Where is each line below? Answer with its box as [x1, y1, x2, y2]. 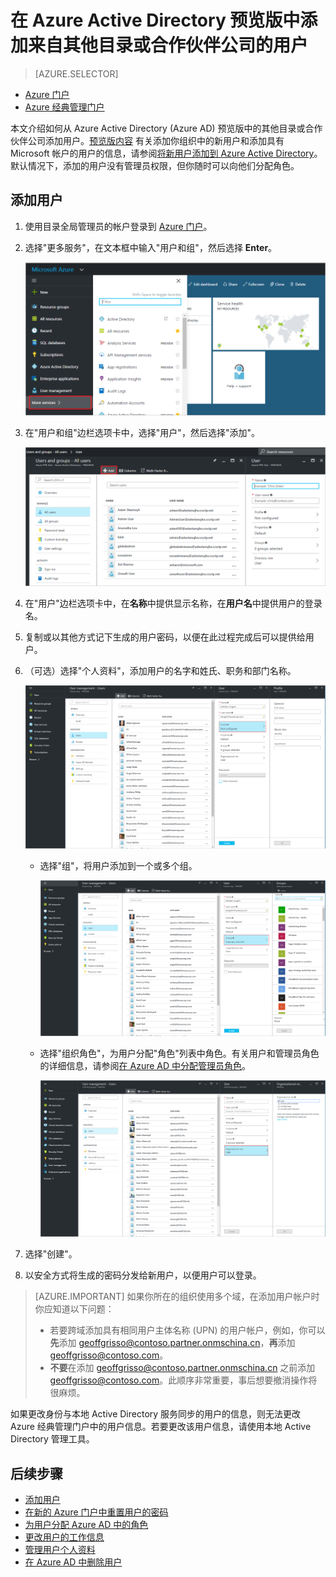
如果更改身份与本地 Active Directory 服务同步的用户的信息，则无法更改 [10, 1408, 302, 1420]
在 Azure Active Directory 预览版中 [10, 9, 301, 32]
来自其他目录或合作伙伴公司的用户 [28, 34, 309, 57]
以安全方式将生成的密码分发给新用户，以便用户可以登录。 [24, 1269, 262, 1281]
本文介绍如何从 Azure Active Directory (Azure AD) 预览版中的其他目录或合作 [10, 122, 323, 134]
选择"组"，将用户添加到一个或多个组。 [39, 860, 198, 872]
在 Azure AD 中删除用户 [24, 1556, 123, 1568]
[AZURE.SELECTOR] [34, 67, 119, 80]
